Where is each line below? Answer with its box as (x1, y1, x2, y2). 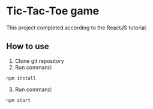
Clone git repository (14, 57, 64, 64)
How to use (6, 41, 49, 52)
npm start (6, 97, 31, 103)
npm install (6, 75, 36, 81)
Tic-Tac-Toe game (6, 4, 100, 18)
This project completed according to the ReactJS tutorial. (6, 24, 148, 31)
